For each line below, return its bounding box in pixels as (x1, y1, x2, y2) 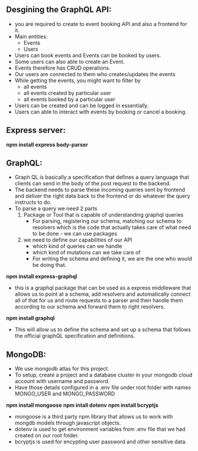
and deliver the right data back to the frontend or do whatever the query (14, 192, 190, 200)
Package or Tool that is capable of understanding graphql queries (23, 211, 184, 218)
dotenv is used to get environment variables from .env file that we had (14, 426, 186, 433)
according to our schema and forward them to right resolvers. (14, 303, 165, 311)
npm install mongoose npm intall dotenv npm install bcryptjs (6, 401, 158, 409)
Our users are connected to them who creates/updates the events (14, 70, 176, 77)
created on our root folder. (14, 432, 79, 439)
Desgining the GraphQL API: (6, 5, 112, 15)
